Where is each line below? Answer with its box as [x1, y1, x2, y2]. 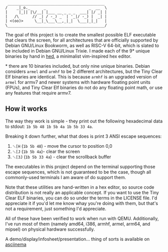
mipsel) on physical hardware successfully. [5, 226, 95, 232]
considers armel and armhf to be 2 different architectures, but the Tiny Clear [5, 68, 163, 74]
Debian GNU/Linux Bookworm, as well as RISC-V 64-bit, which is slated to [5, 43, 159, 49]
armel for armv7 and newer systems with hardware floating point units [5, 79, 150, 85]
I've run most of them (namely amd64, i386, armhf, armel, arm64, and [5, 221, 150, 227]
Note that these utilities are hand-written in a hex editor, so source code [5, 184, 155, 190]
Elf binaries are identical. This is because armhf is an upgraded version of [5, 74, 157, 79]
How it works [5, 105, 47, 113]
